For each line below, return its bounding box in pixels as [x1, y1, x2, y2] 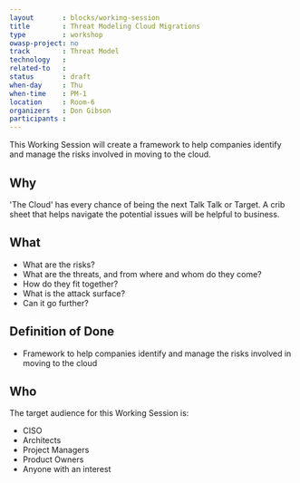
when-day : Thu [9, 81, 83, 90]
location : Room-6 [9, 97, 95, 107]
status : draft [9, 72, 92, 82]
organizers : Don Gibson [9, 106, 111, 115]
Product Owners [22, 454, 84, 465]
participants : [9, 114, 67, 123]
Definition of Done [9, 324, 115, 340]
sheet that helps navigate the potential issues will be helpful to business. [9, 208, 280, 219]
